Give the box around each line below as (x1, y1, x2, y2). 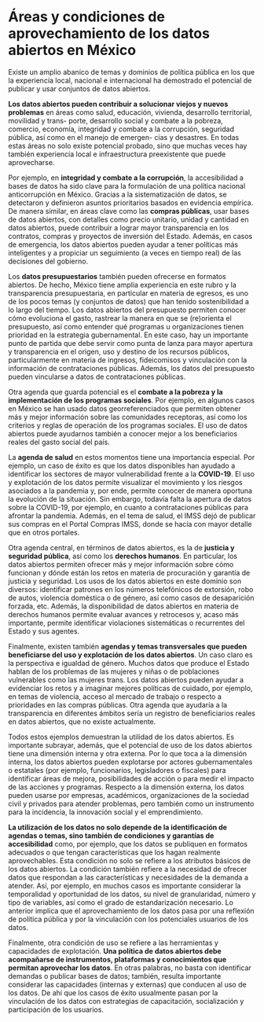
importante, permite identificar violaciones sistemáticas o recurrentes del (8, 618, 245, 627)
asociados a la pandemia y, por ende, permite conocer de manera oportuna (8, 486, 253, 495)
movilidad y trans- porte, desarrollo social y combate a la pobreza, (8, 116, 224, 125)
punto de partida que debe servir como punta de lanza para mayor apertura (8, 338, 253, 347)
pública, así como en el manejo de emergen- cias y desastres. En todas (8, 132, 240, 142)
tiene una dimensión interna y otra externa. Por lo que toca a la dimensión (8, 748, 247, 758)
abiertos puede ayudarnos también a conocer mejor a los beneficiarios (8, 428, 238, 438)
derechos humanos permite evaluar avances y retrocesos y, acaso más (8, 609, 239, 619)
